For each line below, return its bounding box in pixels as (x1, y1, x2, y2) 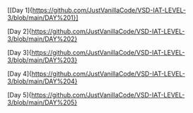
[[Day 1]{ (7, 6, 33, 14)
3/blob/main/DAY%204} (7, 77, 78, 85)
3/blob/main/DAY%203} (7, 56, 78, 64)
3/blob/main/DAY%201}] (7, 13, 79, 22)
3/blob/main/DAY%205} (7, 98, 78, 107)
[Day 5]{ (7, 91, 32, 99)
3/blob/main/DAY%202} (7, 35, 78, 43)
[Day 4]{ (7, 70, 32, 78)
